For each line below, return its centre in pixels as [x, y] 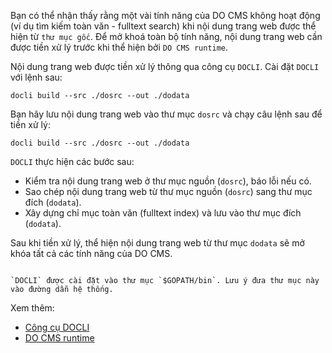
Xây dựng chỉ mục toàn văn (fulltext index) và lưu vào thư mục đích [163, 213]
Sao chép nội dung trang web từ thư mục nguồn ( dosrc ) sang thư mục [168, 191]
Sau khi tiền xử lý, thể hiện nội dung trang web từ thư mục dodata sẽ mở [157, 243]
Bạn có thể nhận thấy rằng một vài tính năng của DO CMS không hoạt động [165, 15]
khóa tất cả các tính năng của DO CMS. [91, 253]
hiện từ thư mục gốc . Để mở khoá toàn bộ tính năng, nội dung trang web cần [166, 36]
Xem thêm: [32, 308]
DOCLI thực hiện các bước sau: [72, 161]
